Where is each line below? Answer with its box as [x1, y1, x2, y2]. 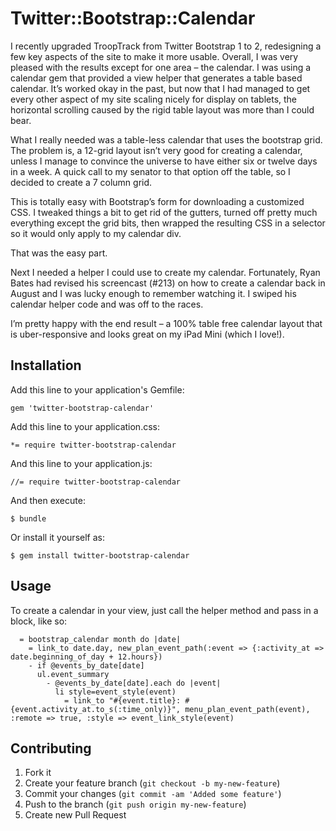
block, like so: [10, 615, 68, 627]
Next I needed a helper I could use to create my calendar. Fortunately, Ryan [10, 266, 321, 278]
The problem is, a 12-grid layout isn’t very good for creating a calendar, [10, 144, 303, 156]
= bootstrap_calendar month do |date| [19, 634, 182, 644]
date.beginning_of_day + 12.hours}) [10, 652, 163, 662]
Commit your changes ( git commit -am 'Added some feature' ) [24, 788, 282, 800]
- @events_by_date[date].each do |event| [46, 678, 222, 688]
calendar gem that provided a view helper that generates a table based [10, 72, 303, 84]
